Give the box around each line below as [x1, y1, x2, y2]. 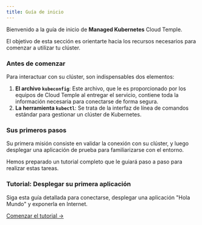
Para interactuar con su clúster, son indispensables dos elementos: [6, 73, 175, 80]
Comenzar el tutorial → [6, 212, 64, 220]
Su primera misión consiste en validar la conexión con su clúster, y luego [6, 140, 189, 147]
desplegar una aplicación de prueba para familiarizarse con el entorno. [6, 146, 184, 154]
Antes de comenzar [6, 59, 66, 68]
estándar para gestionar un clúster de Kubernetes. [15, 110, 142, 118]
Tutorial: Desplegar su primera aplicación [6, 180, 131, 188]
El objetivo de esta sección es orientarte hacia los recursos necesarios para [6, 37, 197, 45]
